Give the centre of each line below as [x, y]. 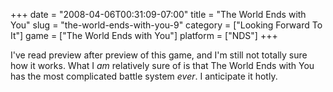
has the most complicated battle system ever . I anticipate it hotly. [144, 76]
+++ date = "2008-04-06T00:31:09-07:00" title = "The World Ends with [158, 14]
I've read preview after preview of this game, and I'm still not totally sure [159, 55]
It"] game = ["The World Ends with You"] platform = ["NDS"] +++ [144, 35]
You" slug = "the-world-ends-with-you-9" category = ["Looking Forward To [166, 25]
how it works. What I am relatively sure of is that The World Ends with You [162, 65]
